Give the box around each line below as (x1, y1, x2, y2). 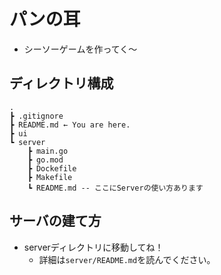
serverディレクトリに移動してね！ (23, 241, 164, 253)
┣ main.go (27, 146, 69, 156)
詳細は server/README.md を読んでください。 (38, 253, 216, 265)
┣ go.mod (27, 155, 64, 165)
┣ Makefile (27, 172, 73, 182)
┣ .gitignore (9, 111, 64, 121)
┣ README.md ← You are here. (9, 120, 131, 130)
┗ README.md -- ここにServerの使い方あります (27, 183, 204, 193)
